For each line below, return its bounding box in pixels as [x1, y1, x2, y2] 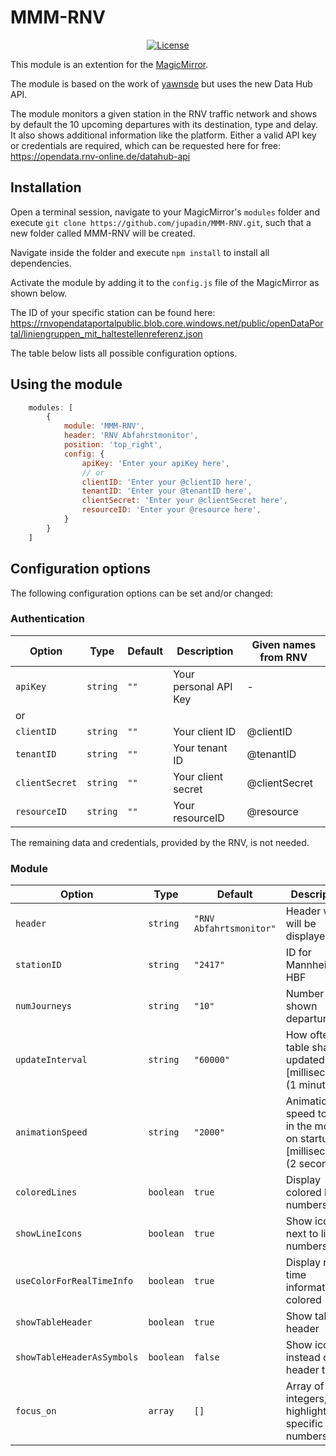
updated [285, 1053, 325, 1067]
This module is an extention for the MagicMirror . [10, 58, 209, 70]
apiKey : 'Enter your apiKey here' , [81, 458, 230, 468]
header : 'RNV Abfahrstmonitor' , [63, 431, 199, 441]
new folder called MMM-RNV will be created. [10, 227, 196, 239]
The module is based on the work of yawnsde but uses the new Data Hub [10, 77, 313, 90]
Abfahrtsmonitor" [193, 923, 277, 935]
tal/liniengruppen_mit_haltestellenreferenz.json [10, 327, 203, 340]
